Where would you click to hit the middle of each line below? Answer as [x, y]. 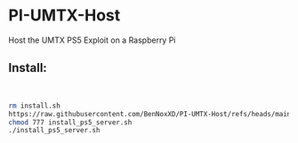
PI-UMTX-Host [64, 16]
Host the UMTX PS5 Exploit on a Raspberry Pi [92, 40]
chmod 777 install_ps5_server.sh [70, 122]
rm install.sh [35, 106]
